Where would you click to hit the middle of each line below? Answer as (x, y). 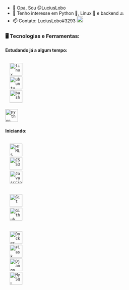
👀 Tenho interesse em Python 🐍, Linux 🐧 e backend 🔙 (68, 13)
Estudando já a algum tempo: (37, 50)
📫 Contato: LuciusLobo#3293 (44, 21)
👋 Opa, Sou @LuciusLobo (39, 8)
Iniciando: (16, 131)
